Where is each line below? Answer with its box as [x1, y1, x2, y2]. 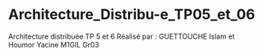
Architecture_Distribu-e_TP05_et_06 [8, 6, 256, 24]
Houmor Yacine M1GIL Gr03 [8, 39, 99, 49]
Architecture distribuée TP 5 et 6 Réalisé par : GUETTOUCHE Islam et [8, 32, 235, 41]
